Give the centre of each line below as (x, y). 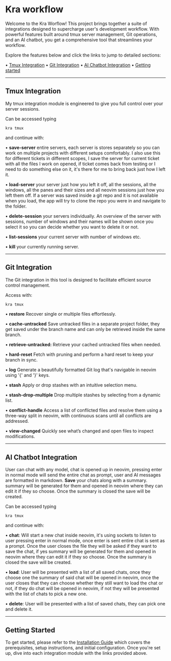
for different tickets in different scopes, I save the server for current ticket (82, 158)
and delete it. (19, 609)
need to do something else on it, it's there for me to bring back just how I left (85, 169)
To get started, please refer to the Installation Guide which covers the (78, 642)
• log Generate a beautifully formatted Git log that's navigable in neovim (81, 370)
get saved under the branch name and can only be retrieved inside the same (85, 329)
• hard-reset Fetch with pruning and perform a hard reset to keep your (80, 354)
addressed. (17, 421)
